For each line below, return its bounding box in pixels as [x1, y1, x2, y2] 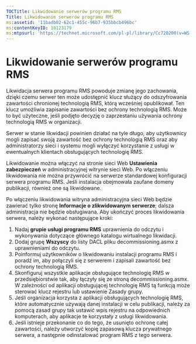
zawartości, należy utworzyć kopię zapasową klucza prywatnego [14, 325, 172, 332]
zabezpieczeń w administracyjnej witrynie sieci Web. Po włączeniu [6, 166, 168, 173]
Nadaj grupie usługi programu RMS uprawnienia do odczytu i [14, 226, 164, 233]
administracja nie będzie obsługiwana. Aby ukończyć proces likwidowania [6, 208, 185, 215]
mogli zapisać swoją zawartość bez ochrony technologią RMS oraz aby [6, 136, 178, 143]
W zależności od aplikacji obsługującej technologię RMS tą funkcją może [14, 282, 190, 289]
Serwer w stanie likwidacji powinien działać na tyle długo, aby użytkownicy [6, 130, 187, 137]
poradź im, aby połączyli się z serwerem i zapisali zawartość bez [14, 257, 171, 264]
